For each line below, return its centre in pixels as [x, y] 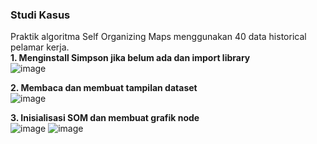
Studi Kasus [40, 15]
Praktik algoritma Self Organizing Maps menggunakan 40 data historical [158, 37]
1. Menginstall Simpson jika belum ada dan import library [130, 58]
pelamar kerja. [40, 47]
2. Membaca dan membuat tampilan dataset [104, 88]
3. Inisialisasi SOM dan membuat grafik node [105, 118]
